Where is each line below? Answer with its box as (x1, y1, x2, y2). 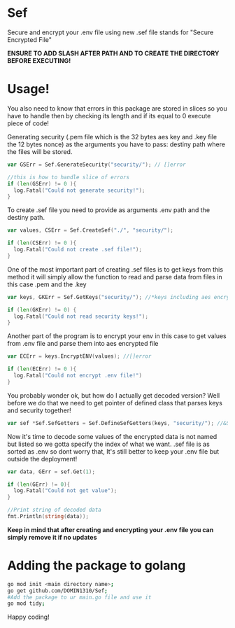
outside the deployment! (7, 454, 78, 463)
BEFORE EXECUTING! (7, 56, 71, 64)
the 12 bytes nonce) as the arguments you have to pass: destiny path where (7, 140, 226, 148)
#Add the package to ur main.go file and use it (7, 594, 152, 601)
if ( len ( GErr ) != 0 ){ (7, 481, 71, 488)
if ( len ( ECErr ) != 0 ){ (7, 365, 77, 372)
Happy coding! (7, 613, 50, 621)
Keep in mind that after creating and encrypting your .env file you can (7, 525, 214, 533)
